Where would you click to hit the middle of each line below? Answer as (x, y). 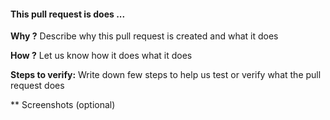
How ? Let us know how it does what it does (101, 56)
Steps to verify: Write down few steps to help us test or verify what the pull (166, 75)
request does (37, 86)
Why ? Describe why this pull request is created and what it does (144, 36)
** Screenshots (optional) (63, 105)
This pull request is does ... (68, 14)
